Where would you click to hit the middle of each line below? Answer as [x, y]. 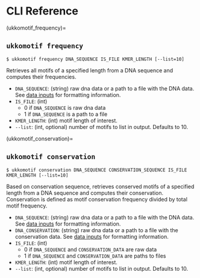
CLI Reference [42, 11]
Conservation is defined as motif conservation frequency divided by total [97, 199]
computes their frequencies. [41, 77]
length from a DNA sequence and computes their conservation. [85, 193]
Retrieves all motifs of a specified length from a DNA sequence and [90, 70]
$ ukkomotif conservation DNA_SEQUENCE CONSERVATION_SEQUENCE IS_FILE [97, 170]
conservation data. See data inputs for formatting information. [92, 236]
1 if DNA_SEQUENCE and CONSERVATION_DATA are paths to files [95, 256]
